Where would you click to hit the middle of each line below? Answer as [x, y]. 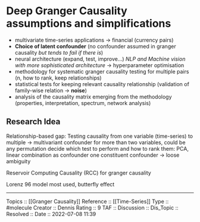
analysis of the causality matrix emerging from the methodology [93, 97]
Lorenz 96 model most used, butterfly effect [60, 184]
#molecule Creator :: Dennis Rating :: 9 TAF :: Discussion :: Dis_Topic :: [92, 207]
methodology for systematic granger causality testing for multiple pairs [102, 71]
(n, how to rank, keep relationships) [58, 78]
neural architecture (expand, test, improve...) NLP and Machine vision [100, 59]
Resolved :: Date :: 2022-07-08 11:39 [51, 214]
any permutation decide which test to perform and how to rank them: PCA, [98, 148]
